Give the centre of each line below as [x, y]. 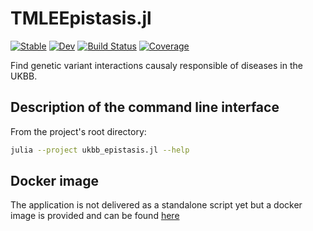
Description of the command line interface [145, 107]
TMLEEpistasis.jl [81, 18]
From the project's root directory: [78, 131]
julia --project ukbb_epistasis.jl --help [100, 150]
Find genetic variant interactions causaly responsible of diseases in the [156, 65]
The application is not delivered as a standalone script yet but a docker [156, 205]
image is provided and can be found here [95, 216]
